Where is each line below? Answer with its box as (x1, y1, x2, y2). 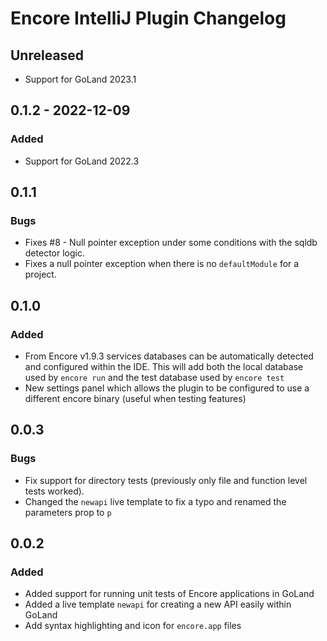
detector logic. (24, 247, 85, 259)
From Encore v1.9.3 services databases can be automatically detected (24, 350, 314, 362)
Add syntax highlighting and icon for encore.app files (24, 620, 242, 632)
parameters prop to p (24, 506, 112, 518)
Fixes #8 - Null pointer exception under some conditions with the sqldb (24, 237, 318, 249)
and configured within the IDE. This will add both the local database (24, 361, 304, 373)
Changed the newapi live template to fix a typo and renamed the (24, 495, 287, 507)
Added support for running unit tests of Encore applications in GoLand (24, 588, 315, 600)
